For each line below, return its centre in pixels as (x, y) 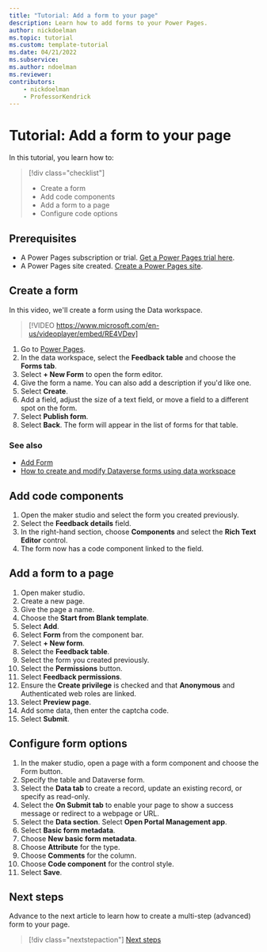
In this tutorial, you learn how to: (61, 158)
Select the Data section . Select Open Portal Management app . (124, 821)
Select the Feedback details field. (76, 523)
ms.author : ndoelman (43, 67)
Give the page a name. (57, 609)
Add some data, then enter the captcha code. (95, 710)
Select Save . (41, 872)
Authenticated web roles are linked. (78, 693)
